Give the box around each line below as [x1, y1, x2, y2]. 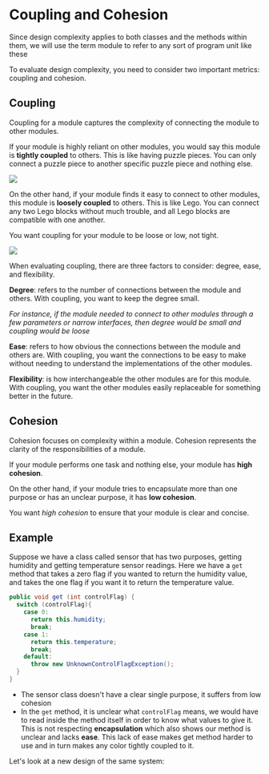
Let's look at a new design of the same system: [9, 756, 165, 766]
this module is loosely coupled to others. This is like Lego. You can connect [9, 198, 259, 208]
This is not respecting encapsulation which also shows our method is [20, 724, 251, 733]
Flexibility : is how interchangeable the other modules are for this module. [9, 374, 251, 384]
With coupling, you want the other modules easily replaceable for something [9, 382, 261, 392]
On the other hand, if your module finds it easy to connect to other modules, [9, 189, 260, 199]
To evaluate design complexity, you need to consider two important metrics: [9, 64, 260, 74]
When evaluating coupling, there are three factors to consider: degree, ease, [9, 260, 262, 270]
